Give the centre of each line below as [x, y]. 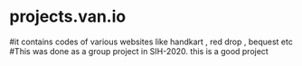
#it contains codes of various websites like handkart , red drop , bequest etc [151, 42]
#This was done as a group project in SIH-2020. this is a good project [139, 51]
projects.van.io [68, 17]
